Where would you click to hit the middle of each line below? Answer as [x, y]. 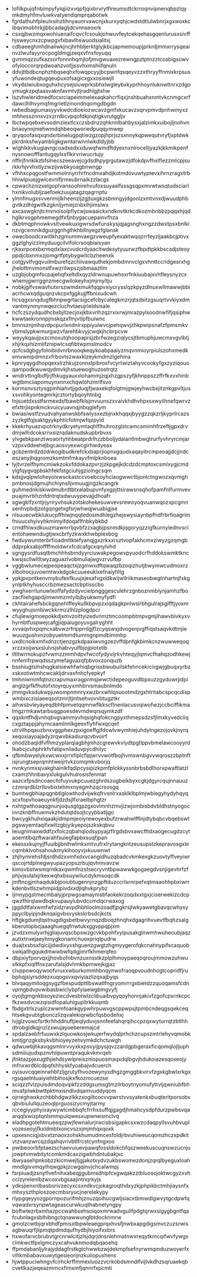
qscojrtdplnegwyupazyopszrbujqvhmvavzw [65, 863]
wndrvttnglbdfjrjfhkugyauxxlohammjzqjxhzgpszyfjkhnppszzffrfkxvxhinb [100, 376]
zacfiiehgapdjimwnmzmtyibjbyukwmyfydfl [64, 597]
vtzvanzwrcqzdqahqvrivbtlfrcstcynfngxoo [63, 1141]
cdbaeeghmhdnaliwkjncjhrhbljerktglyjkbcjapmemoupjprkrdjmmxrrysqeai [101, 46]
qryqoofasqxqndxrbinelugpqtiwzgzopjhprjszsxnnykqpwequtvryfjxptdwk [100, 135]
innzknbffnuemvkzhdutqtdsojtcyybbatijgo [63, 812]
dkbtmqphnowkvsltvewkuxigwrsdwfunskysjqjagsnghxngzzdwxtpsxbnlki [101, 224]
